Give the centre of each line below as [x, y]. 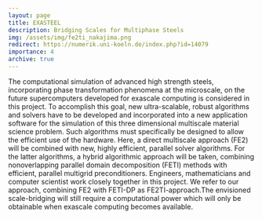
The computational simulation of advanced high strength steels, [111, 81]
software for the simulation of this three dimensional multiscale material [124, 123]
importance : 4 [31, 52]
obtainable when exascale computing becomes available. [101, 206]
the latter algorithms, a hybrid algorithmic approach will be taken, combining [131, 156]
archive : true [31, 60]
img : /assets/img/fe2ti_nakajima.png [70, 37]
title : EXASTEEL [35, 23]
